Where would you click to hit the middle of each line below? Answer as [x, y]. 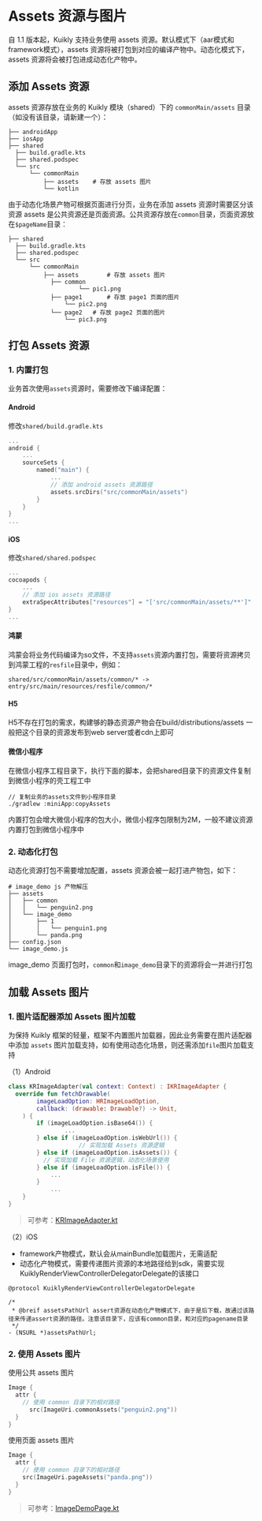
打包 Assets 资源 [49, 345]
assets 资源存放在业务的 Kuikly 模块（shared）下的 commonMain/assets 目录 [129, 107]
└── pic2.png [86, 304]
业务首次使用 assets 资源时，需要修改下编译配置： [88, 388]
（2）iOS [23, 1237]
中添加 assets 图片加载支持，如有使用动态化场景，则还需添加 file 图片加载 [128, 1045]
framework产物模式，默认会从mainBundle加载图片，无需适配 [118, 1253]
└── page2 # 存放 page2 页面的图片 [108, 313]
